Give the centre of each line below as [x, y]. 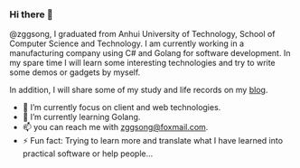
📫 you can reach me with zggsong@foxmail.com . [115, 127]
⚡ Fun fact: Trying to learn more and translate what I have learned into [152, 141]
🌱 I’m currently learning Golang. [81, 117]
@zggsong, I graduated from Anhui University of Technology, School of [142, 34]
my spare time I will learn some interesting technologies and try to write [142, 63]
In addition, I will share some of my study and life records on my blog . [139, 90]
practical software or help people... [88, 154]
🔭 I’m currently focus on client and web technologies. [122, 107]
